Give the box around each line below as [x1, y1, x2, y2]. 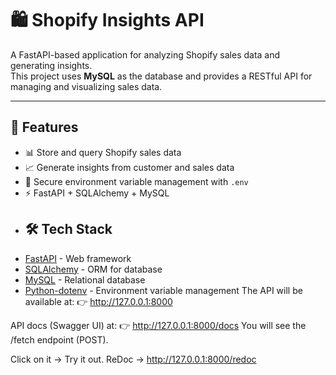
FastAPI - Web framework [24, 252, 132, 264]
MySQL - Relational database [24, 273, 146, 286]
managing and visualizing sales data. [10, 80, 163, 92]
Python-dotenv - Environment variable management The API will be [24, 284, 303, 296]
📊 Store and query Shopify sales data [24, 146, 182, 158]
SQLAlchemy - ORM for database [24, 263, 163, 275]
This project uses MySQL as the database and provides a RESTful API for [10, 70, 313, 82]
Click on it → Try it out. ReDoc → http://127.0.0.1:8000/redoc [10, 353, 257, 365]
